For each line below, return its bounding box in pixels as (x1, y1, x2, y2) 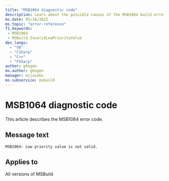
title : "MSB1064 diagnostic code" (5, 7, 78, 13)
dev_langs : (5, 40, 28, 45)
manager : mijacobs (5, 73, 44, 78)
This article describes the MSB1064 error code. (5, 116, 104, 122)
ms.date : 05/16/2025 (5, 17, 49, 22)
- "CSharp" (10, 49, 33, 54)
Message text (5, 131, 49, 139)
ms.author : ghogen (5, 69, 44, 74)
